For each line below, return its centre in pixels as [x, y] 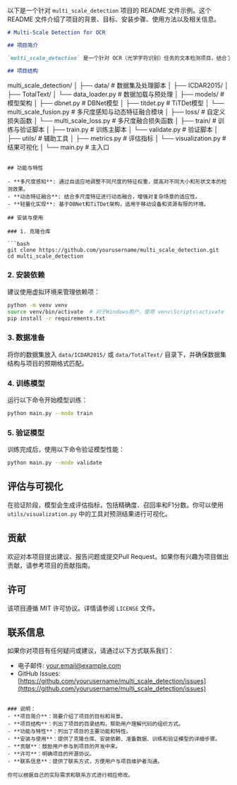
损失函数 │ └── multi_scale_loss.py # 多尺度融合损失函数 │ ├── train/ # [112, 120]
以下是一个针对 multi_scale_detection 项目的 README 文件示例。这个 [109, 10]
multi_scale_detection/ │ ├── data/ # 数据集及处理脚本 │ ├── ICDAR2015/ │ [118, 85]
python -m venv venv [38, 305]
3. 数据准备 [26, 337]
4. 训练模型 [26, 383]
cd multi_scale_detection [45, 256]
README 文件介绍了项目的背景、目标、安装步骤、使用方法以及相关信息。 [114, 19]
